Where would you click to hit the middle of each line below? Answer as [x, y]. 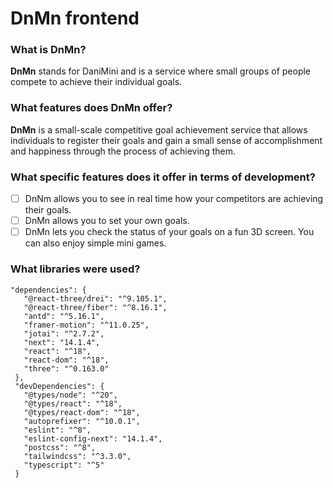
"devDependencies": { [59, 386]
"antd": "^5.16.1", [64, 316]
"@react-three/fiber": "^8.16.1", [95, 307]
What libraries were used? [75, 269]
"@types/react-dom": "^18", [82, 412]
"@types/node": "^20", [70, 395]
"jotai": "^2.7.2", [64, 333]
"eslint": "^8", [57, 430]
